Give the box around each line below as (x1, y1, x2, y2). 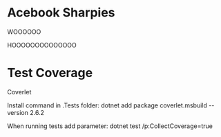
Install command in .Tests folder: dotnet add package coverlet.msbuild (7, 101, 207, 109)
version (7, 108, 29, 116)
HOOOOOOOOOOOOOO (7, 41, 77, 49)
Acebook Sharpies (7, 5, 115, 21)
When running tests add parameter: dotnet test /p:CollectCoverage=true (7, 122, 213, 130)
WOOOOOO (7, 28, 41, 36)
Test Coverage (7, 65, 93, 81)
